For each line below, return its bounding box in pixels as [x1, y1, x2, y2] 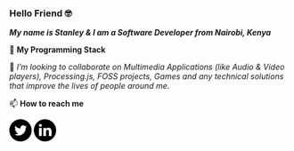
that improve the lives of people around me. [9, 81, 170, 91]
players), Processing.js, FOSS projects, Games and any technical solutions [9, 71, 284, 82]
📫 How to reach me [9, 99, 85, 109]
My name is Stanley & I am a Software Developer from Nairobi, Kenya [9, 28, 272, 38]
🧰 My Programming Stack [9, 44, 106, 55]
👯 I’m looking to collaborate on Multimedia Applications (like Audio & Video [9, 61, 285, 73]
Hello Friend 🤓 [9, 7, 73, 20]
